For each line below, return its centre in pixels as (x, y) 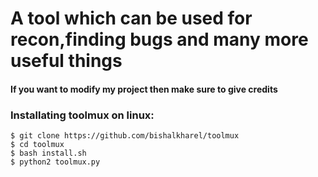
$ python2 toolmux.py (55, 162)
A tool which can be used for (131, 18)
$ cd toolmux (37, 145)
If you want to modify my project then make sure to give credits (144, 89)
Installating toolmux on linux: (82, 115)
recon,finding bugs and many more (159, 39)
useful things (66, 61)
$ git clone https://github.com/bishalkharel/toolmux (125, 136)
